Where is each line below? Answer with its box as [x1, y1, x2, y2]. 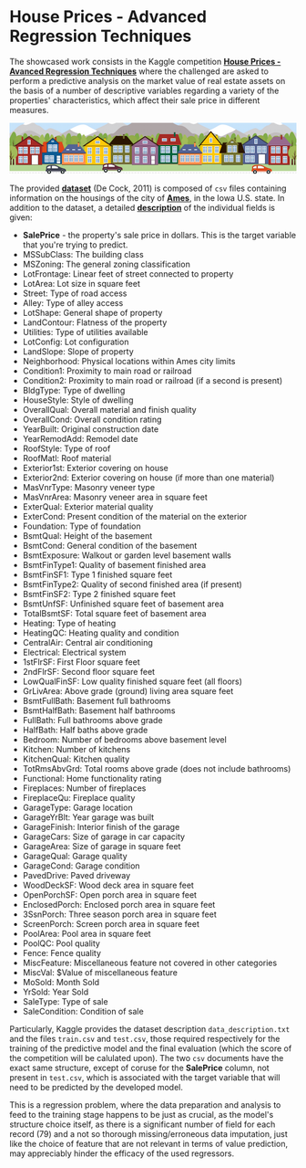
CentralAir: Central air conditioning [22, 637, 153, 648]
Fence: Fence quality [22, 948, 102, 959]
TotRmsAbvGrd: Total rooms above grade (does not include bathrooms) [22, 763, 291, 774]
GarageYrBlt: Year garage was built [22, 812, 155, 823]
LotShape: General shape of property [22, 308, 163, 319]
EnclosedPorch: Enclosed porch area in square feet [22, 900, 216, 910]
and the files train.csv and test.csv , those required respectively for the [9, 1034, 280, 1045]
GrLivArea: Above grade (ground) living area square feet [22, 686, 234, 697]
